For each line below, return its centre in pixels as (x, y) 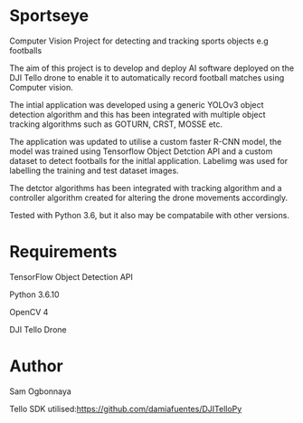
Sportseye (49, 16)
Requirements (63, 252)
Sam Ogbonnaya (41, 391)
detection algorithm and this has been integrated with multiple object (137, 114)
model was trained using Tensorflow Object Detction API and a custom (141, 151)
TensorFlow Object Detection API (71, 276)
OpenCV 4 (29, 312)
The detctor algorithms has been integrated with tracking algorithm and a (146, 187)
